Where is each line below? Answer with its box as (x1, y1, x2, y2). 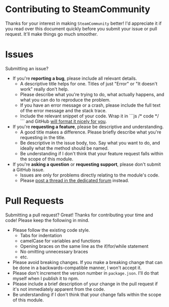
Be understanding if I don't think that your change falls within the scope (12, 291, 161, 297)
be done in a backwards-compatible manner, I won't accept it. (12, 265, 142, 271)
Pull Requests (5, 195, 64, 207)
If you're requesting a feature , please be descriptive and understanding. (12, 123, 164, 129)
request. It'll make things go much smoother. (5, 31, 98, 37)
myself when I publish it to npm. (12, 275, 79, 281)
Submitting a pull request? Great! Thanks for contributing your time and (5, 211, 153, 218)
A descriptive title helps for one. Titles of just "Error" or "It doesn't (20, 80, 158, 86)
